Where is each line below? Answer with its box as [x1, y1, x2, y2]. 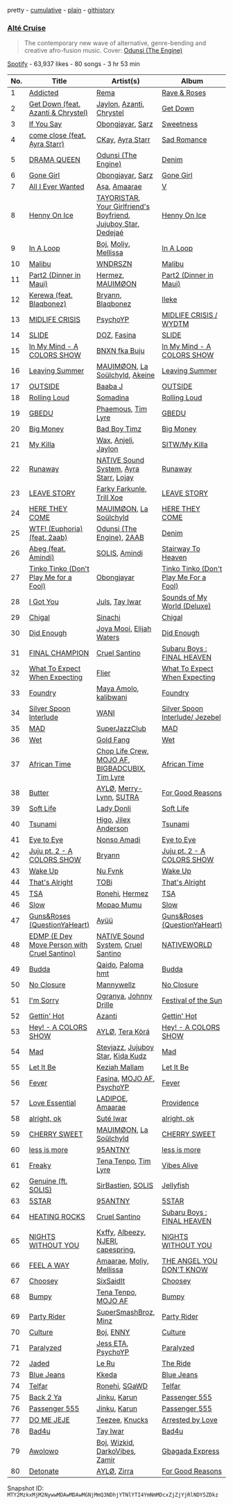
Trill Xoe [96, 493, 123, 502]
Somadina [96, 393, 130, 402]
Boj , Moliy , [96, 239, 130, 249]
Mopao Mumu [96, 900, 142, 910]
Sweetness [162, 120, 198, 129]
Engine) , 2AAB [96, 533, 144, 543]
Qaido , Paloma [96, 960, 144, 970]
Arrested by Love [162, 1415, 218, 1425]
